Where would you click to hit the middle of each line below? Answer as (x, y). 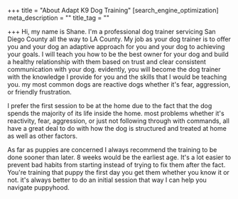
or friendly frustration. (40, 92)
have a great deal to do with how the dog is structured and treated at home (117, 128)
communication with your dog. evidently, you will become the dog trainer (114, 69)
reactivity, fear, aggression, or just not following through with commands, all (118, 121)
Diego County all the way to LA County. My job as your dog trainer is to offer (119, 39)
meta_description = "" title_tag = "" (59, 18)
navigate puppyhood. (38, 187)
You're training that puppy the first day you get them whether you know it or (118, 172)
